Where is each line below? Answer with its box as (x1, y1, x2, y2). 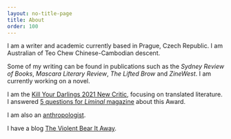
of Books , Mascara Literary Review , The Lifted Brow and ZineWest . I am (7, 69, 212, 78)
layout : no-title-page (7, 10, 72, 17)
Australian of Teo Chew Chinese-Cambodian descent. (7, 49, 161, 57)
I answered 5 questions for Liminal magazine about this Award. (7, 98, 186, 106)
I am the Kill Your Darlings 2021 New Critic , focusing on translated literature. (7, 90, 223, 98)
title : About (7, 17, 45, 23)
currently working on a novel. (7, 77, 91, 85)
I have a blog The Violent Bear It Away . (7, 125, 117, 133)
